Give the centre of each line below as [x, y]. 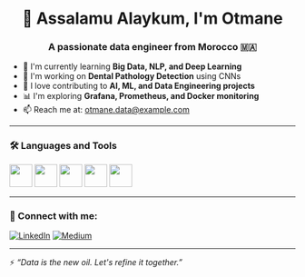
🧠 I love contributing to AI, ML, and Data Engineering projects [139, 86]
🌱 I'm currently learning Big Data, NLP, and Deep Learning [132, 66]
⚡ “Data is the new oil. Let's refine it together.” [96, 262]
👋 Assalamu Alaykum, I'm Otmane [152, 19]
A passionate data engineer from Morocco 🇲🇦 [152, 47]
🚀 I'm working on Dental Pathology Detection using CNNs [132, 76]
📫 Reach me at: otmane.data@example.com [106, 110]
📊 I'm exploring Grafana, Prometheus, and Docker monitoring [141, 96]
